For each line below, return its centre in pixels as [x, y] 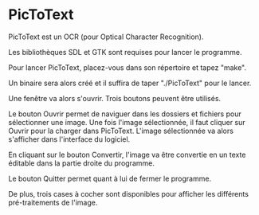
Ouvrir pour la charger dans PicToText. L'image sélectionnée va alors [121, 131]
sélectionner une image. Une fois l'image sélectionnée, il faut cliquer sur [127, 122]
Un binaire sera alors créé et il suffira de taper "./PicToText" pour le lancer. [130, 83]
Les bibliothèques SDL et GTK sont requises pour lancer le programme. [125, 52]
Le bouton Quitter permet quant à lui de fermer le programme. [110, 178]
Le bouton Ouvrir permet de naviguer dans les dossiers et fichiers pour [125, 114]
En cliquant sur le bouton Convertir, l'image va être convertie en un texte [127, 154]
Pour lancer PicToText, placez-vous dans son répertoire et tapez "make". [128, 67]
